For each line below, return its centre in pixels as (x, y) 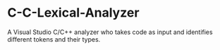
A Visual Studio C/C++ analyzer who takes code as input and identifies (110, 32)
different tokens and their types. (54, 39)
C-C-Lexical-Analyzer (73, 13)
